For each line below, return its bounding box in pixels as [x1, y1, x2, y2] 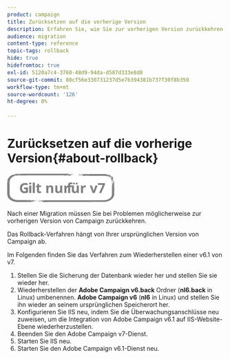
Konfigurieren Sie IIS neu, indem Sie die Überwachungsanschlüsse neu [17, 307, 219, 316]
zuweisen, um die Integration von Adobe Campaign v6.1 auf [17, 315, 186, 323]
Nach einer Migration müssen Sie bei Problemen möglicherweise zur [7, 209, 202, 217]
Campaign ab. [7, 237, 47, 246]
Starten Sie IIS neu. [17, 337, 72, 345]
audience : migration [7, 33, 67, 40]
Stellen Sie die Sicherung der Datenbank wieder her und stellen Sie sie [17, 271, 218, 279]
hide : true [7, 55, 39, 62]
